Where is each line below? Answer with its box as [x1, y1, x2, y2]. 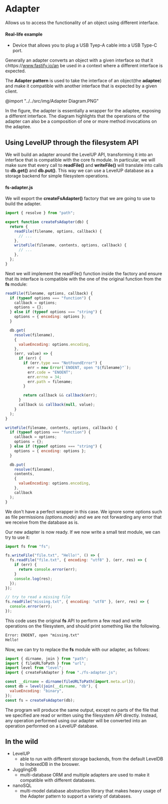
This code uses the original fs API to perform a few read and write [5, 618, 142, 624]
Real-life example [5, 31, 43, 37]
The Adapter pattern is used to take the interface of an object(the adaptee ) [5, 78, 162, 84]
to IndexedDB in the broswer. [20, 761, 80, 767]
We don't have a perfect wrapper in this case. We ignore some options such [5, 508, 162, 514]
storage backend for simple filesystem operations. [5, 172, 109, 178]
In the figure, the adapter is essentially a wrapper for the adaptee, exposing [5, 108, 161, 114]
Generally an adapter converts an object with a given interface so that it [5, 57, 153, 63]
